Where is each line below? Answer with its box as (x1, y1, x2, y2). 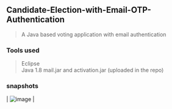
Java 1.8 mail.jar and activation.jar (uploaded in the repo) (21, 67, 164, 74)
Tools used (6, 46, 40, 55)
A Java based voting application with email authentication (21, 31, 167, 38)
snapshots (6, 82, 38, 91)
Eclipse (21, 60, 40, 67)
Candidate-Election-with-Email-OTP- (6, 5, 151, 15)
